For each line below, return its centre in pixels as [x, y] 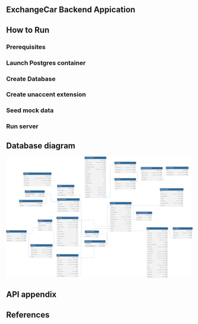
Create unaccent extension [46, 94]
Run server [22, 126]
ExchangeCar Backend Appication [71, 10]
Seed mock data [30, 110]
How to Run [28, 30]
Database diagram [41, 146]
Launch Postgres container [46, 63]
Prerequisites [26, 47]
